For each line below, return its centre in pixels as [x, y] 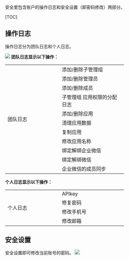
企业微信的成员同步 [84, 169]
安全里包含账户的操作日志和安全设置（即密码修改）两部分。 [65, 7]
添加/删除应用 [77, 113]
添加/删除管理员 [80, 78]
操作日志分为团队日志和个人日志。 [39, 46]
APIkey [70, 194]
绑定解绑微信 [77, 159]
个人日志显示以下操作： [29, 182]
